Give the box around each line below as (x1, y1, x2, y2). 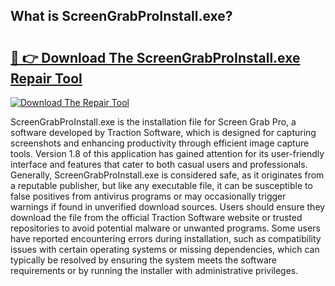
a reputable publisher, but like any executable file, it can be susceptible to (10, 180, 313, 191)
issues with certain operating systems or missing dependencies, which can (10, 244, 320, 255)
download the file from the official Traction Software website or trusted (10, 212, 303, 223)
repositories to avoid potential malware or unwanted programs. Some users (10, 222, 321, 234)
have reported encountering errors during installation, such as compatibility (10, 233, 322, 244)
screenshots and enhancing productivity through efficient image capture (10, 137, 310, 149)
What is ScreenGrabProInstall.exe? (10, 8, 233, 25)
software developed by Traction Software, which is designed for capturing (10, 127, 317, 138)
